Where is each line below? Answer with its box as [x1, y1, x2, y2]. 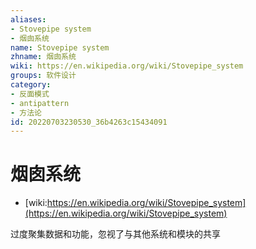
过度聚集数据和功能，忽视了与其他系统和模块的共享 [10, 228, 221, 240]
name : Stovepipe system [10, 42, 110, 53]
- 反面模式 [10, 89, 50, 99]
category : [10, 80, 52, 90]
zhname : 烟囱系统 [10, 52, 77, 62]
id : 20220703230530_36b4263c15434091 [10, 117, 168, 127]
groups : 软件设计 [10, 71, 77, 81]
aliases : [10, 14, 47, 25]
